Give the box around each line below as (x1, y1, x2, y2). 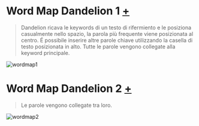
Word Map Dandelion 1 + (6, 4, 130, 18)
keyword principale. (20, 49, 70, 56)
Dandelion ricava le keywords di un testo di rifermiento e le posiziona (20, 24, 192, 31)
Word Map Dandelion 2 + (6, 82, 132, 96)
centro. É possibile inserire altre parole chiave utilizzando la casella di (20, 36, 193, 44)
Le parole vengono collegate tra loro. (20, 102, 113, 109)
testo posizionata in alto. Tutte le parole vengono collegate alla (20, 43, 176, 50)
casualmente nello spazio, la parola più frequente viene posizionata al (20, 30, 194, 37)
